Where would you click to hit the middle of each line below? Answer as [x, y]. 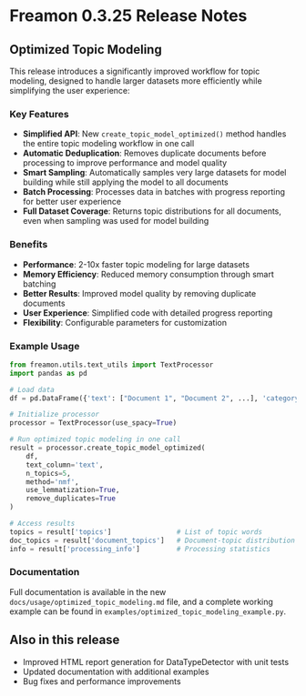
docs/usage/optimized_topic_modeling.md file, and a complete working [141, 601]
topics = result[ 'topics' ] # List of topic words [136, 532]
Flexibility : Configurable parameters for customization [125, 322]
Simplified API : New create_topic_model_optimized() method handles [154, 134]
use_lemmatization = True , [73, 490]
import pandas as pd [49, 373]
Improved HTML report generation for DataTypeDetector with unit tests [156, 661]
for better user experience [71, 202]
